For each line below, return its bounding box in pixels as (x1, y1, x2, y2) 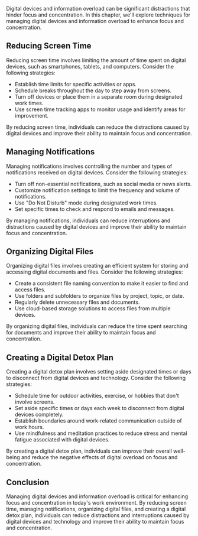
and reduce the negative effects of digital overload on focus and (21, 454, 178, 461)
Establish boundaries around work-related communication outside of (14, 417, 182, 424)
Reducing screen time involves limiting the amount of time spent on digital (6, 56, 186, 64)
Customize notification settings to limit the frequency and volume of (14, 186, 180, 194)
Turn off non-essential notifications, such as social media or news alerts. (14, 180, 192, 187)
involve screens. (14, 398, 55, 405)
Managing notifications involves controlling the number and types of (6, 163, 173, 170)
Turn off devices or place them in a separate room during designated (14, 93, 183, 100)
